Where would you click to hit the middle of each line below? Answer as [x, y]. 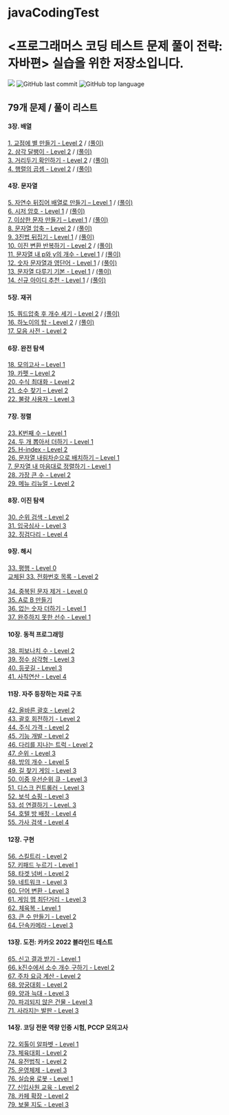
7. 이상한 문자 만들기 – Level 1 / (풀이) [58, 219]
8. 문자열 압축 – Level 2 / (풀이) [50, 228]
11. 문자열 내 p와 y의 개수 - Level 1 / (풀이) [64, 254]
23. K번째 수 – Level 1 [37, 433]
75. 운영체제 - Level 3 [37, 1069]
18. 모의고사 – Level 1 [36, 365]
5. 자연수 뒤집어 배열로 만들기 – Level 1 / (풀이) [70, 202]
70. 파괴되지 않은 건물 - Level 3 [50, 1002]
